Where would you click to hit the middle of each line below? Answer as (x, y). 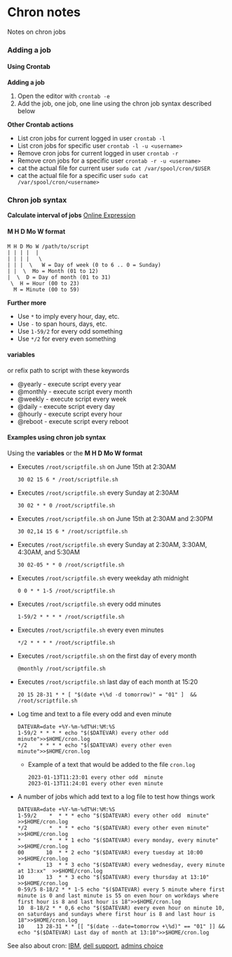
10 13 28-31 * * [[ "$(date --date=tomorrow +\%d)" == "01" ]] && (121, 926)
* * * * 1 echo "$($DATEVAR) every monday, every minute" (118, 840)
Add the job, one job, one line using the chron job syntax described (114, 103)
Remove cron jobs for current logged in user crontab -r (98, 153)
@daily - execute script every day (66, 406)
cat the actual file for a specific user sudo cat (83, 176)
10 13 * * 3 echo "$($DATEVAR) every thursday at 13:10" (113, 877)
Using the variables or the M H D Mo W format (75, 453)
